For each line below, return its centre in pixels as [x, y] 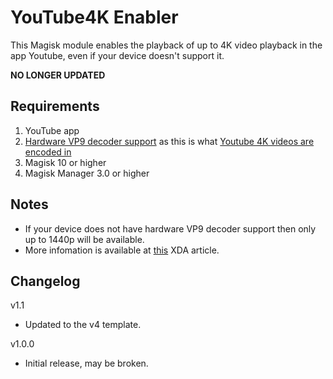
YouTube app [52, 130]
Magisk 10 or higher [65, 162]
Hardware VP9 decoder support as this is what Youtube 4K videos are [169, 141]
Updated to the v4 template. [83, 325]
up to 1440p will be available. [84, 239]
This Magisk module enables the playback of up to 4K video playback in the [166, 45]
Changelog [45, 281]
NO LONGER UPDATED [58, 75]
